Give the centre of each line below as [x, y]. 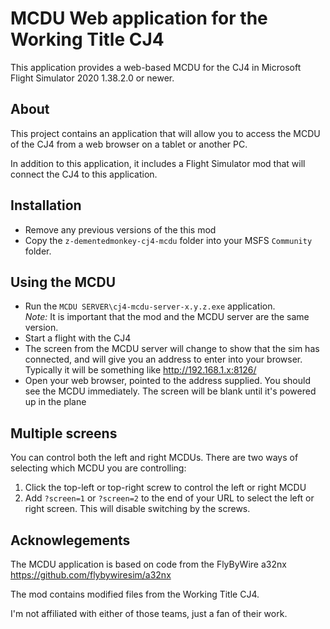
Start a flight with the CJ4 [78, 338]
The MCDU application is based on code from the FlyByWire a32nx [148, 564]
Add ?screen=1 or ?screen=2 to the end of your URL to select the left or [169, 498]
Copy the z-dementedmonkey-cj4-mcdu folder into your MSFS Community [168, 240]
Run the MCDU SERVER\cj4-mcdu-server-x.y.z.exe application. [150, 306]
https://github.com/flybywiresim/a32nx [91, 575]
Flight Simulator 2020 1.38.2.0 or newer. [92, 78]
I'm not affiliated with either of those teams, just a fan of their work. [149, 613]
